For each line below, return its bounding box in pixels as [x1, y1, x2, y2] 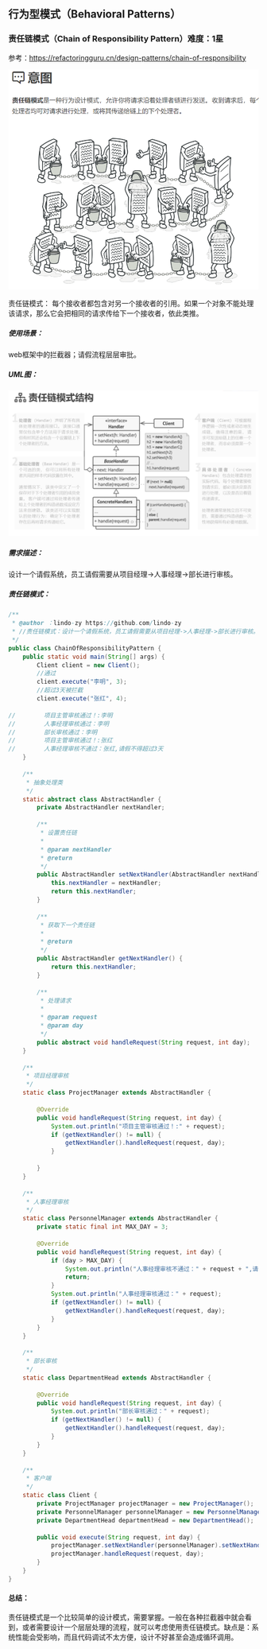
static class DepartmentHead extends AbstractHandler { [22, 1374, 212, 1382]
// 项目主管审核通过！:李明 [8, 711, 113, 720]
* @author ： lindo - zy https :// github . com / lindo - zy [11, 619, 182, 627]
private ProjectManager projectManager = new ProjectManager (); [37, 1500, 254, 1508]
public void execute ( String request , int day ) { [37, 1533, 201, 1541]
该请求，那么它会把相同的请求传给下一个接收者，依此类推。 [8, 308, 203, 318]
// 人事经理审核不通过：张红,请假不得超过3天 [8, 745, 164, 753]
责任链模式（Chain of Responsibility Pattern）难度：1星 [8, 33, 224, 45]
